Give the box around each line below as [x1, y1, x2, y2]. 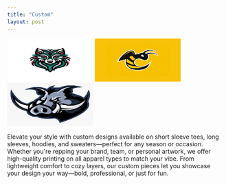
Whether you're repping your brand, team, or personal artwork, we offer [7, 147, 211, 155]
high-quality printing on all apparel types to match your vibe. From [7, 154, 194, 163]
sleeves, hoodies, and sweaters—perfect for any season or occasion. [7, 139, 203, 148]
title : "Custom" [7, 11, 54, 18]
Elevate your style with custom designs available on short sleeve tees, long [7, 133, 220, 141]
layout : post [7, 18, 45, 25]
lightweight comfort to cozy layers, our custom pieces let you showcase [7, 161, 211, 170]
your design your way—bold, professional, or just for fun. [7, 169, 169, 177]
